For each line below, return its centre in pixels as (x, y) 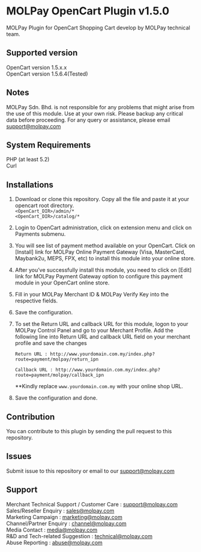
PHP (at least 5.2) (28, 160)
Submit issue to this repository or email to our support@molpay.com (91, 471)
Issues (19, 456)
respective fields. (36, 301)
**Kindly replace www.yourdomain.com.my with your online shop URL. (99, 386)
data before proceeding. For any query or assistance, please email (88, 120)
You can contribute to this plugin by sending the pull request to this (89, 431)
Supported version (42, 53)
